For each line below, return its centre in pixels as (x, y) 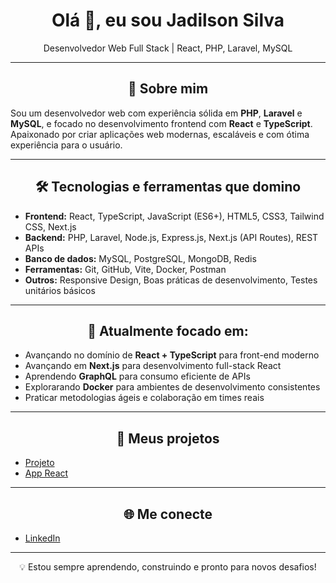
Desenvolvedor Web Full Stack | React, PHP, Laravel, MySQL (168, 48)
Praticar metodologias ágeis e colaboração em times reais (144, 398)
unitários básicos (60, 290)
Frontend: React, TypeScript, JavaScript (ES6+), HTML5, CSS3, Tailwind (174, 216)
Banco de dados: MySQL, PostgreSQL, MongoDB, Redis (140, 258)
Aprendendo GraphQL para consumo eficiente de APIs (137, 376)
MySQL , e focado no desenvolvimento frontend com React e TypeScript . (161, 123)
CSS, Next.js (50, 226)
